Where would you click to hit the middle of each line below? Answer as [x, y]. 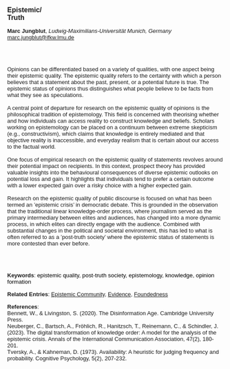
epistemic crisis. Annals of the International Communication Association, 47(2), [104, 339]
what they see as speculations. [45, 95]
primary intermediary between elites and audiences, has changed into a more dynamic [114, 218]
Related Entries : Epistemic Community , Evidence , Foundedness [88, 294]
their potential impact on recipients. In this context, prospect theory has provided [106, 166]
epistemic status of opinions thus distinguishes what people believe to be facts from [110, 89]
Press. [15, 319]
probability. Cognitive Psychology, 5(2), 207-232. [67, 358]
